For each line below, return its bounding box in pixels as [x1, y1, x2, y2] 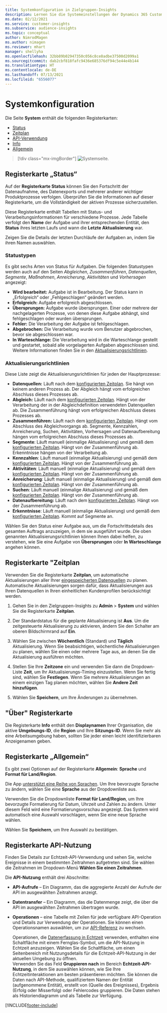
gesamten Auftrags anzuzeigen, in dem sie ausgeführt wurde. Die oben [5, 528, 152, 534]
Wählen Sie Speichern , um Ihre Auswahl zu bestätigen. [5, 826, 118, 832]
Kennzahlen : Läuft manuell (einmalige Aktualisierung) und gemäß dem [12, 455, 158, 461]
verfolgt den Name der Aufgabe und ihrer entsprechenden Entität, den [5, 219, 150, 225]
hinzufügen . [12, 685, 38, 691]
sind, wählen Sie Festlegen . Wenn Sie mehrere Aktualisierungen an [12, 674, 151, 680]
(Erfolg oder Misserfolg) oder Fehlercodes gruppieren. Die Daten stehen [12, 988, 160, 994]
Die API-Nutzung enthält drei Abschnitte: [5, 874, 90, 881]
